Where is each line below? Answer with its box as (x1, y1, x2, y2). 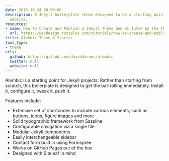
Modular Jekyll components (12, 129, 70, 135)
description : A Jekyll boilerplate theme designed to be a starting (5, 12, 152, 17)
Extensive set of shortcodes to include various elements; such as (12, 108, 148, 114)
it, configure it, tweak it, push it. (5, 88, 71, 94)
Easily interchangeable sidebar (12, 134, 76, 140)
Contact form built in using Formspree (12, 139, 92, 146)
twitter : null (10, 59, 39, 64)
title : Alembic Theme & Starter (5, 36, 73, 41)
